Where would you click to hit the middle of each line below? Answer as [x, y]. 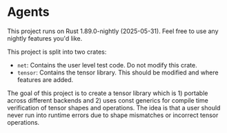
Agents [28, 12]
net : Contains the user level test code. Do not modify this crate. [107, 65]
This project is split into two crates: [57, 52]
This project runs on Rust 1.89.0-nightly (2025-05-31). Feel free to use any [113, 31]
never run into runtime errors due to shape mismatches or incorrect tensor [113, 115]
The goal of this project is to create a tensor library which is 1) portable [108, 93]
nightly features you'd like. [45, 38]
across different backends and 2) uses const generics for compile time [108, 100]
